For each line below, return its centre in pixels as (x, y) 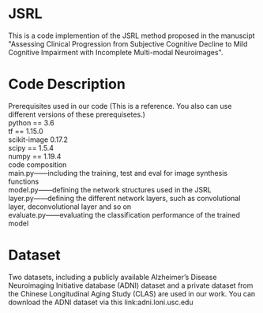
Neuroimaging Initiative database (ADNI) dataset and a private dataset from (131, 285)
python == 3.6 (31, 122)
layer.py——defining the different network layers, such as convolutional (124, 198)
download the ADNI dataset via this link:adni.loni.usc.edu (101, 302)
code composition (38, 164)
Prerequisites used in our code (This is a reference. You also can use (120, 106)
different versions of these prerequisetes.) (77, 114)
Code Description (67, 84)
